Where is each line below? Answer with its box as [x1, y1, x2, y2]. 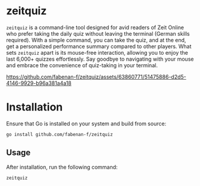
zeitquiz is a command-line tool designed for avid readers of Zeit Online [6, 24, 185, 31]
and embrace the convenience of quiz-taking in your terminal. [6, 61, 158, 69]
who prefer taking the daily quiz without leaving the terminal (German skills [6, 30, 190, 37]
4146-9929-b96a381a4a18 [6, 79, 72, 87]
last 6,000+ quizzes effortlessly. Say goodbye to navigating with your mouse [6, 55, 194, 62]
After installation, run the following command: [6, 163, 118, 171]
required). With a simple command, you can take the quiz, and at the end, [6, 36, 186, 43]
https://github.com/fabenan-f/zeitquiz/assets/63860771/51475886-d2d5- [6, 73, 186, 80]
